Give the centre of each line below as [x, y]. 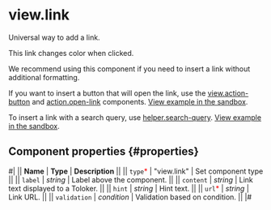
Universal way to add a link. [54, 37]
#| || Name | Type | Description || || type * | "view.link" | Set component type [136, 171]
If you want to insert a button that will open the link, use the [107, 93]
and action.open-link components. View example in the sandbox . [140, 101]
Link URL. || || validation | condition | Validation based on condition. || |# [130, 197]
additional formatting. [44, 77]
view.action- [228, 93]
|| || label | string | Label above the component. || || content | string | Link [131, 179]
